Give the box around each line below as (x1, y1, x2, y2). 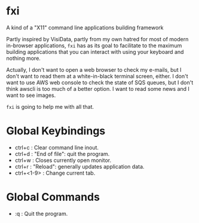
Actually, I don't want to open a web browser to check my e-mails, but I (6, 66, 182, 73)
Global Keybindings (6, 124, 106, 138)
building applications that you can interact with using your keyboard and (6, 48, 184, 55)
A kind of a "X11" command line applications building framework (6, 24, 164, 31)
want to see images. (6, 91, 56, 99)
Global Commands (6, 190, 100, 204)
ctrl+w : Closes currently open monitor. (14, 157, 112, 164)
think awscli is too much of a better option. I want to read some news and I (6, 85, 190, 92)
